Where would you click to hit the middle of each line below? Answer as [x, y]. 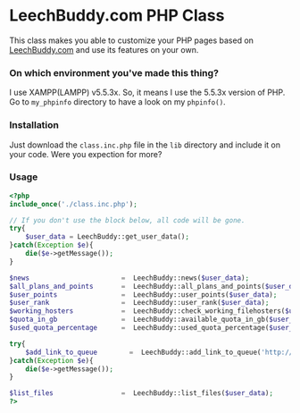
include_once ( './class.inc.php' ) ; [74, 204]
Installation [34, 125]
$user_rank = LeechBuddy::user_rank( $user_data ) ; [139, 303]
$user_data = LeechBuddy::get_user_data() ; [108, 237]
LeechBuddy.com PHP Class [117, 16]
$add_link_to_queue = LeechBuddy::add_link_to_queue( [143, 352]
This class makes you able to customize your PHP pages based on [132, 40]
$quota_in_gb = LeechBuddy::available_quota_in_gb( [139, 320]
